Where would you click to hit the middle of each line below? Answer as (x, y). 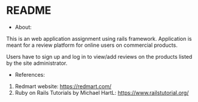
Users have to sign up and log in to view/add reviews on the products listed (99, 56)
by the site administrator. (37, 63)
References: (30, 74)
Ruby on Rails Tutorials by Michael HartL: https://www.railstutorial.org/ (102, 92)
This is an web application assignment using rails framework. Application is (99, 38)
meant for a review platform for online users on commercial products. (92, 45)
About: (23, 27)
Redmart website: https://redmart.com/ (63, 86)
